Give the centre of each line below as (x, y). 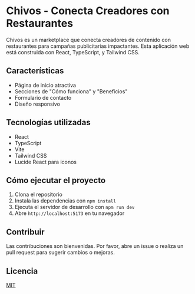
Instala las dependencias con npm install (65, 201)
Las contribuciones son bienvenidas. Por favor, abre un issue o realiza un (95, 246)
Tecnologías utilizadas (48, 122)
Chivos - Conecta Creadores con (88, 11)
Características (35, 71)
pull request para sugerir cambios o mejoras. (60, 253)
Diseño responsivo (37, 104)
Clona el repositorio (39, 195)
